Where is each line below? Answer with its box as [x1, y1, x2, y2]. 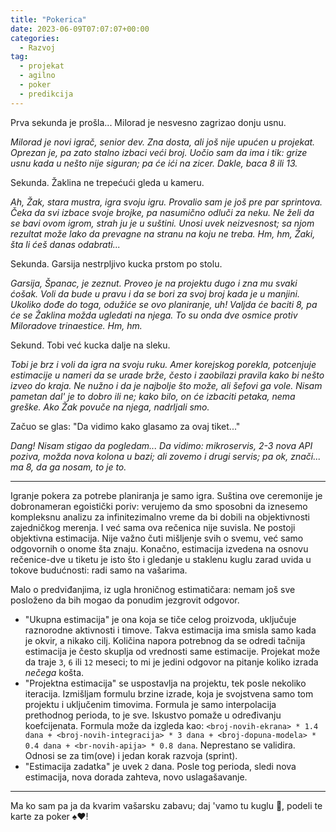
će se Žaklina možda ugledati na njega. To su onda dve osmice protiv [10, 309, 298, 321]
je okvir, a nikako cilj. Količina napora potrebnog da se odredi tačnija [24, 634, 306, 646]
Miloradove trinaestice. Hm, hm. [10, 319, 143, 331]
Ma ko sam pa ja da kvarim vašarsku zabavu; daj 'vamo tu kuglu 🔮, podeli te [10, 799, 323, 811]
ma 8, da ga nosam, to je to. [10, 461, 127, 473]
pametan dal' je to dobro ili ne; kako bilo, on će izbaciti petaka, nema [10, 390, 296, 402]
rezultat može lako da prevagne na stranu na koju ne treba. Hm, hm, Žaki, [10, 227, 316, 240]
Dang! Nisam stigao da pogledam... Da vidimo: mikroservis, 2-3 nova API [10, 439, 313, 451]
